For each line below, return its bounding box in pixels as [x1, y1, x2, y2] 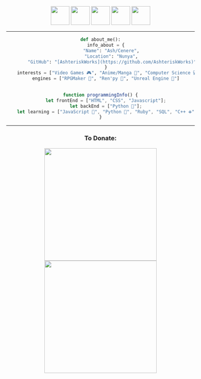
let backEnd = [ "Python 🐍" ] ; [69, 103, 142, 109]
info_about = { [87, 42, 125, 48]
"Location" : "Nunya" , [84, 53, 139, 59]
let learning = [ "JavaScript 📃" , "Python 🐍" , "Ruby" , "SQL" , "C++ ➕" [17, 109, 195, 115]
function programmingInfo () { [62, 92, 139, 98]
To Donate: [84, 134, 117, 143]
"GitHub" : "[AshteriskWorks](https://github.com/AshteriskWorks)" [28, 59, 197, 65]
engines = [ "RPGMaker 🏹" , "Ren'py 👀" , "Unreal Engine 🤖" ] [32, 76, 180, 82]
